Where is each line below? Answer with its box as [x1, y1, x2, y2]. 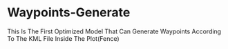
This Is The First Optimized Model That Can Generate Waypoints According [7, 27, 222, 35]
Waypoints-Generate [7, 5, 131, 20]
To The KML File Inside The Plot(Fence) [7, 34, 120, 42]
